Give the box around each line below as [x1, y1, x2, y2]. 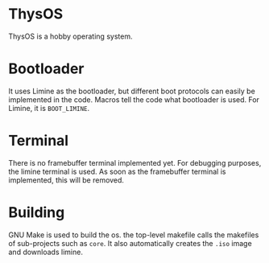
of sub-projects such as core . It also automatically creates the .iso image [8, 238, 252, 248]
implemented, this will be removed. [8, 175, 125, 185]
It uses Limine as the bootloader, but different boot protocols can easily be [8, 86, 255, 96]
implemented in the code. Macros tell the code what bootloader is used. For [8, 94, 260, 105]
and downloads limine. [8, 247, 83, 257]
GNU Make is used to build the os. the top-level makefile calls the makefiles [8, 230, 259, 240]
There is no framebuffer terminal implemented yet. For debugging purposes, [8, 158, 262, 167]
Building [8, 203, 65, 221]
